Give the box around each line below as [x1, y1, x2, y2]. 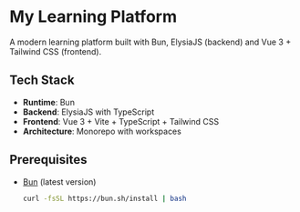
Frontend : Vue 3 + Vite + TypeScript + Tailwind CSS [22, 116, 220, 126]
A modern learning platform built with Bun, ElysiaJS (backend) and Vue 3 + [9, 36, 292, 47]
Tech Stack [9, 73, 75, 88]
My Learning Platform [9, 6, 178, 27]
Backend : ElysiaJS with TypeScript [22, 106, 155, 117]
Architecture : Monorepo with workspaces [22, 126, 182, 136]
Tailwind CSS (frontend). [9, 45, 102, 56]
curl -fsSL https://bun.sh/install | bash [22, 194, 187, 203]
